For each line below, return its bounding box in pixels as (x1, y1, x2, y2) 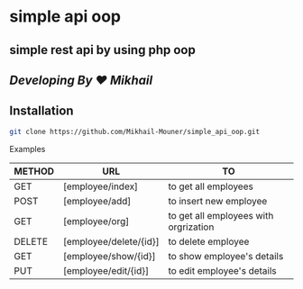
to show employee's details (168, 249, 284, 262)
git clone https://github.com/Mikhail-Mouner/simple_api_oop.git (9, 127, 260, 136)
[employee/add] (62, 194, 132, 207)
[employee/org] (62, 214, 130, 227)
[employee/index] (62, 180, 138, 193)
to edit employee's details (168, 264, 277, 276)
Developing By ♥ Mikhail (9, 72, 153, 87)
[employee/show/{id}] (62, 249, 156, 262)
